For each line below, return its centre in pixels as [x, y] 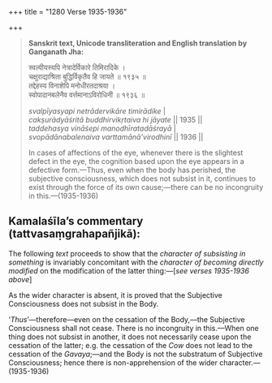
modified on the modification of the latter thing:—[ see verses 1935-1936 [129, 270]
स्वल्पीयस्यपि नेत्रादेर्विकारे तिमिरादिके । [77, 67]
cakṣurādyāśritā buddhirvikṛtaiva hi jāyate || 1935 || [115, 120]
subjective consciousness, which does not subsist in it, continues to [142, 179]
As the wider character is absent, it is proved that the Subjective [116, 295]
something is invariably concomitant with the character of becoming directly [136, 262]
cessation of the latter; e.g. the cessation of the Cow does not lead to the [131, 345]
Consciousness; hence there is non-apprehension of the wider [113, 362]
